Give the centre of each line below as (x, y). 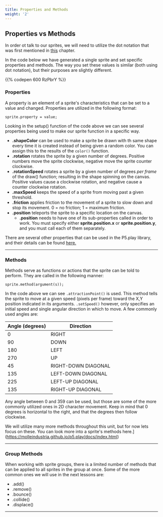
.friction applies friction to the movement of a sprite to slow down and (82, 202)
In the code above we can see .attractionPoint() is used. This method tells (81, 293)
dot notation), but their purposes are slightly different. (59, 70)
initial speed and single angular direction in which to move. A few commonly (81, 309)
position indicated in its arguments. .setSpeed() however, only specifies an (80, 303)
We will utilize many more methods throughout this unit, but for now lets (77, 426)
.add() (18, 484)
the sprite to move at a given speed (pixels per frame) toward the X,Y (74, 299)
